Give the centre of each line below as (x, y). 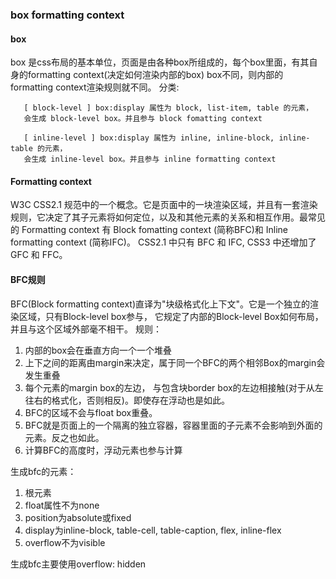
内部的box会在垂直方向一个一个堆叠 (98, 350)
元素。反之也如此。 (64, 437)
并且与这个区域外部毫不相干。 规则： (86, 329)
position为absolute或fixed (78, 517)
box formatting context (67, 15)
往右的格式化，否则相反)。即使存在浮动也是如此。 (127, 400)
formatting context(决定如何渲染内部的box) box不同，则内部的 (155, 75)
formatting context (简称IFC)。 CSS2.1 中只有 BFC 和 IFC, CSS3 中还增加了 (163, 242)
